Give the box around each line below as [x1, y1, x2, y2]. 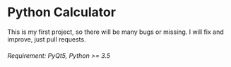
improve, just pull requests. [7, 35, 86, 43]
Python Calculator [7, 4, 117, 20]
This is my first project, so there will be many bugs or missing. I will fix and [7, 28, 224, 36]
